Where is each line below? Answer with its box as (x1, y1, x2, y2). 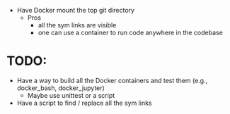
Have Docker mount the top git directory (16, 6, 135, 14)
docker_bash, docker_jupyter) (16, 84, 105, 92)
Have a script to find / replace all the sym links (16, 99, 152, 107)
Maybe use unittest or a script (27, 91, 115, 99)
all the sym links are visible (38, 21, 117, 29)
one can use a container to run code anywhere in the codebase (38, 28, 224, 37)
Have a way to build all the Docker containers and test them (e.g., (16, 76, 208, 84)
